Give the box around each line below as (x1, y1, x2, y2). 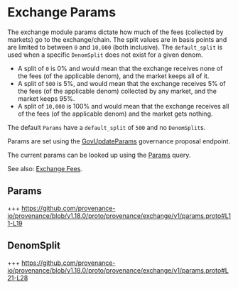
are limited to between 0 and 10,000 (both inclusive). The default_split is (7, 43, 223, 51)
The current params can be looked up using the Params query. (7, 151, 191, 159)
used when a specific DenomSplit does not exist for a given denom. (7, 50, 204, 59)
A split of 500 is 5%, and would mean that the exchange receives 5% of (17, 79, 226, 87)
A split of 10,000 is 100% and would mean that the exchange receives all (17, 102, 229, 110)
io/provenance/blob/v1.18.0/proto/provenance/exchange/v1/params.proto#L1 (7, 211, 231, 220)
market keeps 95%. (17, 94, 75, 103)
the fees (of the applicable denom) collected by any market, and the (17, 87, 217, 95)
